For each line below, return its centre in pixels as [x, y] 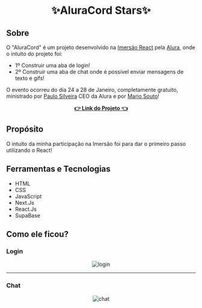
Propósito [25, 129]
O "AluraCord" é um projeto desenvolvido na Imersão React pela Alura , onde [101, 47]
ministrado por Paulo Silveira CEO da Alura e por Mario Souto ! [83, 96]
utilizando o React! [29, 150]
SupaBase [28, 215]
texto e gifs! [30, 78]
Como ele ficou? [38, 234]
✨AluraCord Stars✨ [101, 11]
